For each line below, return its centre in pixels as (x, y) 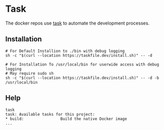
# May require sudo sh (29, 73)
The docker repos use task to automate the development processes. (77, 23)
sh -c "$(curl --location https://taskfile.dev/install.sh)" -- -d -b (82, 78)
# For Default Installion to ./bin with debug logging (65, 51)
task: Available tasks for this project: (50, 114)
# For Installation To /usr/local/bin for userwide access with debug (82, 64)
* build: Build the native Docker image (66, 119)
